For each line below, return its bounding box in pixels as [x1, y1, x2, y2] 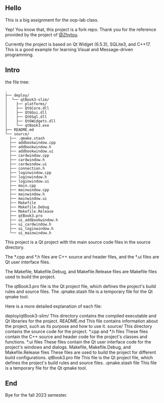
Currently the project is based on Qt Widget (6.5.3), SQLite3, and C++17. [5, 41, 151, 47]
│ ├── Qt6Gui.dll [5, 110, 48, 115]
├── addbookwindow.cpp [9, 140, 56, 145]
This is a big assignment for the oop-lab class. [5, 17, 99, 23]
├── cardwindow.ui [9, 162, 48, 167]
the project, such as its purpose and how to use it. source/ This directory [5, 323, 152, 329]
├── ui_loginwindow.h [9, 226, 54, 231]
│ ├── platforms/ [5, 101, 48, 106]
